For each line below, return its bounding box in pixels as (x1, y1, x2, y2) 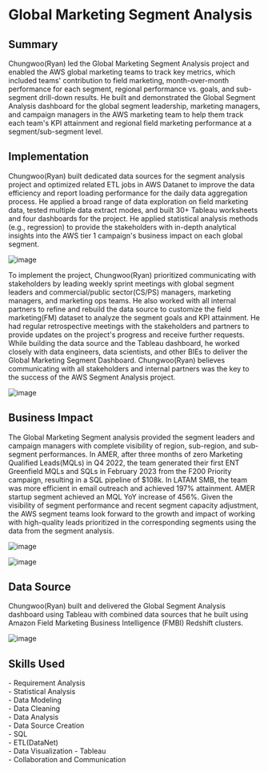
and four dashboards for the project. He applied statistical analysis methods (8, 214, 258, 223)
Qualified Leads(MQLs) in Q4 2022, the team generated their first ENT (8, 458, 240, 468)
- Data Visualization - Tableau (8, 746, 106, 756)
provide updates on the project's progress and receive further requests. (8, 330, 246, 339)
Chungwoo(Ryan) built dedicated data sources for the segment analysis (8, 171, 246, 181)
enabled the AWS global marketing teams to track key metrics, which (8, 67, 236, 77)
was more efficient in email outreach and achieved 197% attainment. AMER (8, 483, 256, 493)
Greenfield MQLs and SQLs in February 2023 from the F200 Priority (8, 466, 232, 476)
